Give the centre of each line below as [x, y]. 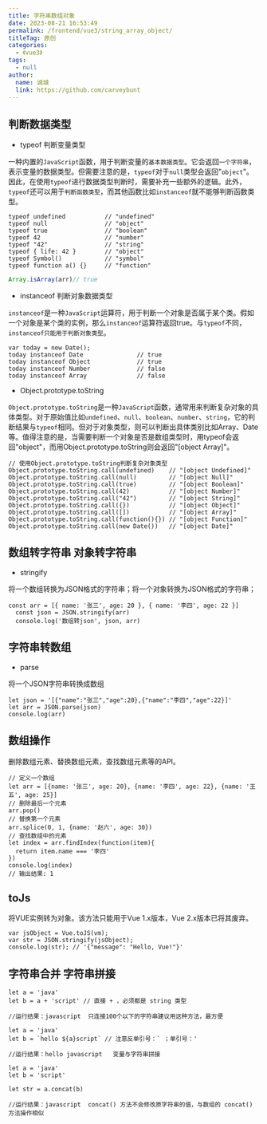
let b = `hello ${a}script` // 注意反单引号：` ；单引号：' [103, 1039]
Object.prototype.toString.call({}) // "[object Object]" [124, 506]
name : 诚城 [32, 82]
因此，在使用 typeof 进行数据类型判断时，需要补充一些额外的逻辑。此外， [127, 182]
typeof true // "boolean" [78, 231]
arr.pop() [25, 810]
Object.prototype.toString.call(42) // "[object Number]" [124, 491]
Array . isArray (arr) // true [53, 280]
